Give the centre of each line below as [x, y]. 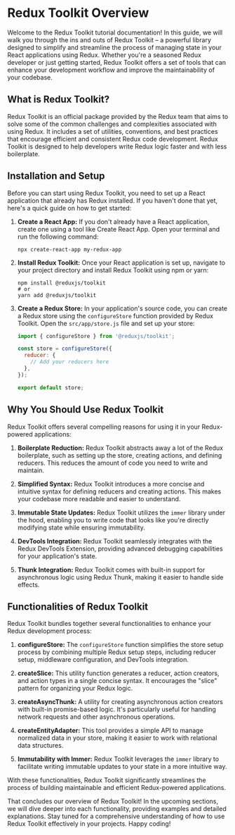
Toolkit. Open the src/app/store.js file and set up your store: [106, 323]
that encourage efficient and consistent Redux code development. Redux [113, 139]
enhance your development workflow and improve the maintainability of [111, 70]
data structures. [40, 746]
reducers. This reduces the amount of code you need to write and [113, 463]
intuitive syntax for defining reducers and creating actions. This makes [119, 491]
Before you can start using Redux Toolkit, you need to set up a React [106, 193]
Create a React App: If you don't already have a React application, [113, 221]
